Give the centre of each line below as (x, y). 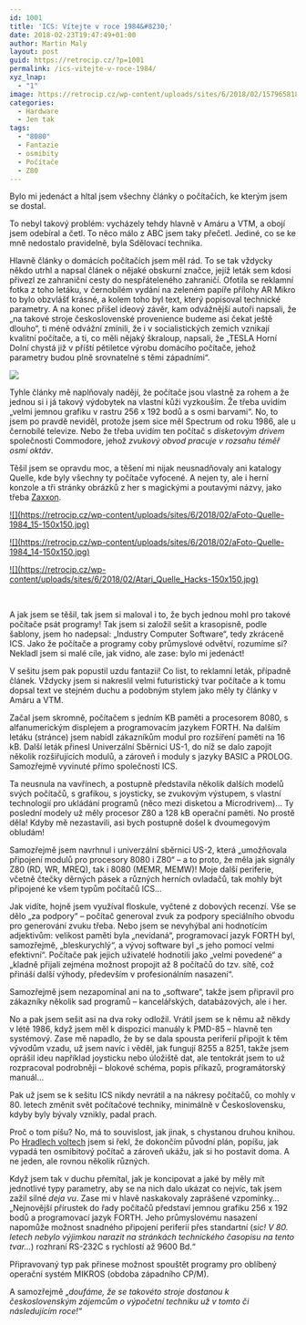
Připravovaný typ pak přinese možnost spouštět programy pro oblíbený (143, 1265)
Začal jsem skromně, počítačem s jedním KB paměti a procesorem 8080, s (149, 718)
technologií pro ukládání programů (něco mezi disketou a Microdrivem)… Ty (152, 803)
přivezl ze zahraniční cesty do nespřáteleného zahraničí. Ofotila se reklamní (152, 280)
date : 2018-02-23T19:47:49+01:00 (73, 35)
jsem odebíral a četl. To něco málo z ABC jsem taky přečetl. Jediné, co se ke (153, 233)
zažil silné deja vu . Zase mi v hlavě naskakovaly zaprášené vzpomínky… (144, 1198)
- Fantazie (38, 145)
